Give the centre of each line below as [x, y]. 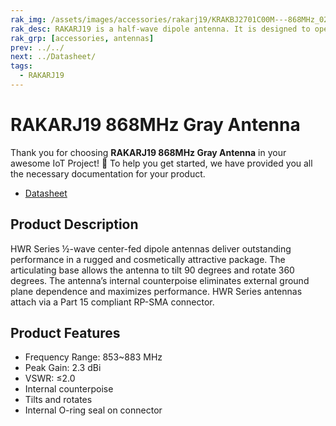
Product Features [65, 333]
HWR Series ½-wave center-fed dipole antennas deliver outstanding [151, 248]
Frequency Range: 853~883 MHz [93, 357]
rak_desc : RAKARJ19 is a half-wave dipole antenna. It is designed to [160, 29]
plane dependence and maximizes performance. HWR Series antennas [156, 291]
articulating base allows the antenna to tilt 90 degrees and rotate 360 [152, 270]
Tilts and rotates [58, 400]
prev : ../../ [37, 47]
